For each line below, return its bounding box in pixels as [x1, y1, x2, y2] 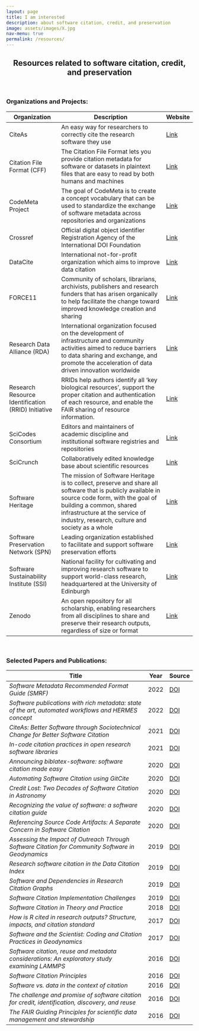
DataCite [9, 257, 34, 266]
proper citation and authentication [61, 390, 156, 399]
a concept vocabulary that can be [61, 194, 155, 202]
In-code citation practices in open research [9, 740, 131, 749]
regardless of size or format [61, 626, 139, 635]
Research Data [9, 340, 50, 348]
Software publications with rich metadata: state [9, 699, 142, 707]
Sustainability [9, 572, 47, 580]
